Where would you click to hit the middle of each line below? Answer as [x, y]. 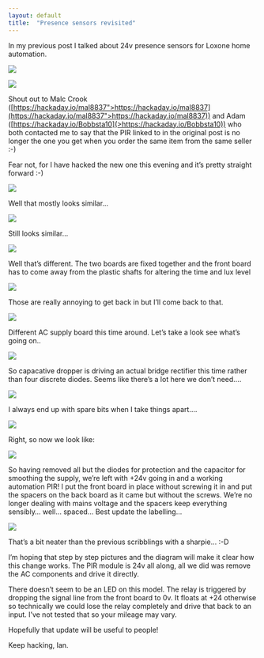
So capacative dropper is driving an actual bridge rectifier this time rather [128, 371]
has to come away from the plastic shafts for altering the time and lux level [130, 272]
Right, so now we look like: [51, 439]
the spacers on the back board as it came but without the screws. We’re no [130, 494]
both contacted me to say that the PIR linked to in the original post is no [124, 132]
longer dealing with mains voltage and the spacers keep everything [118, 503]
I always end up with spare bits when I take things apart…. [103, 409]
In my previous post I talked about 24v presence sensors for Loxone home [129, 45]
